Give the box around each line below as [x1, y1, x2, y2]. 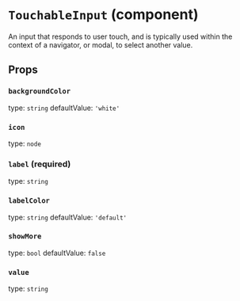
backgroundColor [8, 87, 71, 96]
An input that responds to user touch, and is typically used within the [8, 32, 233, 41]
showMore [8, 232, 42, 241]
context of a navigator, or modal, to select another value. [8, 40, 193, 49]
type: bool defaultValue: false [8, 248, 106, 257]
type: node [8, 139, 42, 148]
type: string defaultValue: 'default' [8, 212, 128, 222]
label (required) [8, 158, 71, 170]
